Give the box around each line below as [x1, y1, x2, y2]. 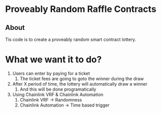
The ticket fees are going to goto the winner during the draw [19, 76, 144, 82]
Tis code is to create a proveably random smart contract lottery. [5, 36, 136, 42]
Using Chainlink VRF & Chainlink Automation [12, 91, 104, 98]
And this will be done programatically [19, 86, 96, 92]
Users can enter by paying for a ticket [12, 70, 90, 76]
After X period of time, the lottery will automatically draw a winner [12, 81, 148, 87]
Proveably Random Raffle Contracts [5, 3, 157, 15]
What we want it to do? [5, 54, 102, 65]
